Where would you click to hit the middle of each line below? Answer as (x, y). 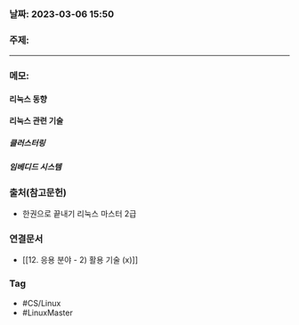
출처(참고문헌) (38, 192)
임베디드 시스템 (36, 167)
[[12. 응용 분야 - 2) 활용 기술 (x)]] (80, 260)
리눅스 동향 (28, 99)
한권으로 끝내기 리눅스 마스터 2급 (79, 214)
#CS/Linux (41, 303)
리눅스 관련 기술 (36, 121)
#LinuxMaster (47, 313)
